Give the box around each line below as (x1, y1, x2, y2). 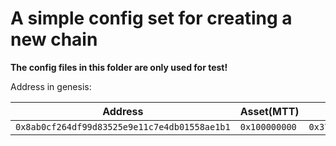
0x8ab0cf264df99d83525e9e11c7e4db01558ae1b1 (15, 121, 231, 132)
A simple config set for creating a (10, 7, 293, 30)
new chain (10, 28, 98, 51)
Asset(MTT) (239, 104, 300, 118)
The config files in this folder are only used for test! (10, 61, 228, 73)
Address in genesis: (10, 80, 92, 92)
